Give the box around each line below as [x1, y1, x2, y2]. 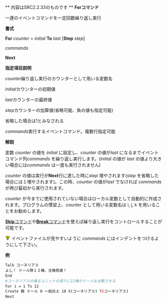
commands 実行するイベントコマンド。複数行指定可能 [5, 128, 116, 134]
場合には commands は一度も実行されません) [9, 162, 101, 168]
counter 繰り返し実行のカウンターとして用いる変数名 [5, 76, 113, 81]
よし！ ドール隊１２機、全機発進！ [5, 268, 67, 273]
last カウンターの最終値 [5, 97, 52, 102]
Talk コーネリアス [5, 263, 39, 268]
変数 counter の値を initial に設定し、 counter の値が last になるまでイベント [5, 150, 159, 155]
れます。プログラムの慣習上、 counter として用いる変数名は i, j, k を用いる [5, 202, 156, 207]
